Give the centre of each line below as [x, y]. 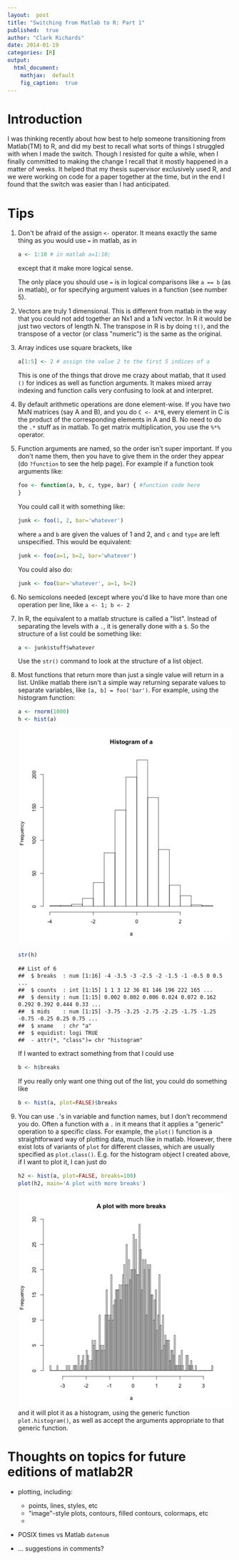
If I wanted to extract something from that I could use [96, 1054]
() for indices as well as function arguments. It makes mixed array [115, 383]
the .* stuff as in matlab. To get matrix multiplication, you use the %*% [119, 427]
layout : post [29, 15]
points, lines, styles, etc [63, 1505]
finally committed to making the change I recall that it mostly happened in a [118, 161]
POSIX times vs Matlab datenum [63, 1534]
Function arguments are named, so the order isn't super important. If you [125, 449]
